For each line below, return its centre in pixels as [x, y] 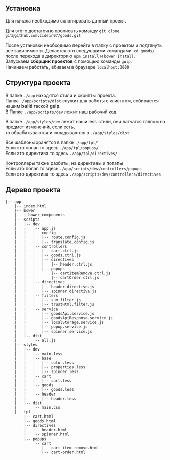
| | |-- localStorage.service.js [59, 323]
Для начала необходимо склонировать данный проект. [66, 20]
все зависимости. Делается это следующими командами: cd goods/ [80, 50]
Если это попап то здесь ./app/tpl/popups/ [52, 147]
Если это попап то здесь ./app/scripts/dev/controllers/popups [74, 168]
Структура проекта [38, 83]
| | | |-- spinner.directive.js [56, 291]
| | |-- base [33, 358]
